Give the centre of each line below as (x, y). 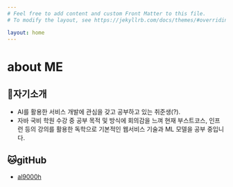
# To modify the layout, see (49, 20)
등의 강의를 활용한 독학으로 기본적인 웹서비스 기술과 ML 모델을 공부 (115, 130)
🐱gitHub (27, 160)
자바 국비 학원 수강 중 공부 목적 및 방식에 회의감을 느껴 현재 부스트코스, (112, 121)
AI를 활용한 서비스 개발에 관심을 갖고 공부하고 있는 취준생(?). (99, 112)
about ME (35, 67)
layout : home (26, 33)
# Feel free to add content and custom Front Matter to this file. (107, 14)
